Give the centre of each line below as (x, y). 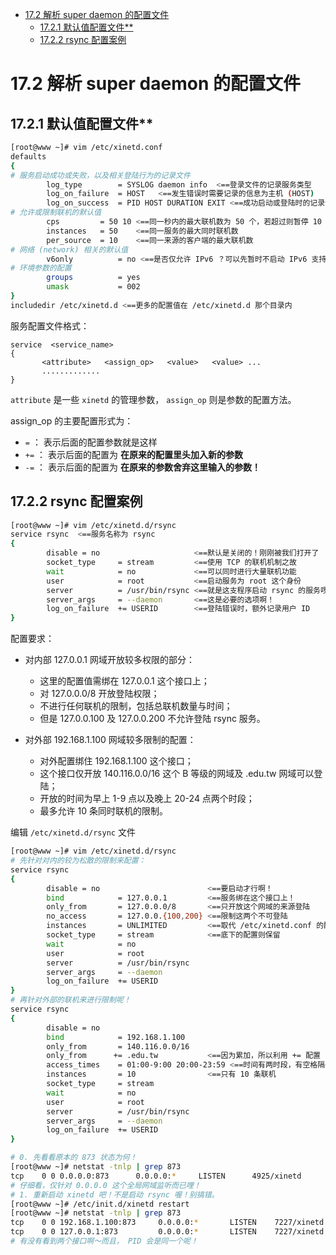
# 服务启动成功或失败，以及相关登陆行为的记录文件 (100, 175)
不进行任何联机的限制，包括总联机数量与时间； (136, 706)
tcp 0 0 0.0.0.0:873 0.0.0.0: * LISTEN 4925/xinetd (156, 1176)
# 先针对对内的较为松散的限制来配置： (78, 861)
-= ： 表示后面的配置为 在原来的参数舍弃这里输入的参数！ (142, 467)
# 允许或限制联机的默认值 (56, 213)
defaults (28, 156)
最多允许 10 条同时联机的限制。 (103, 811)
